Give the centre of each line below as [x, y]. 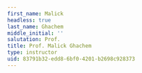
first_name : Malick [35, 14]
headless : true [29, 20]
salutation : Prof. [34, 40]
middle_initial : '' [35, 33]
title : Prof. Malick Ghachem [49, 46]
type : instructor [32, 53]
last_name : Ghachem [35, 26]
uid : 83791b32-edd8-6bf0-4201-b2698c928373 [71, 59]
